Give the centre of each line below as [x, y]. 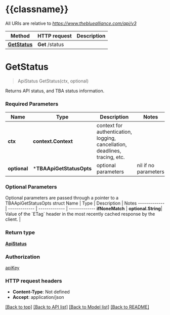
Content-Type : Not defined [41, 292]
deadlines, [109, 151]
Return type [20, 232]
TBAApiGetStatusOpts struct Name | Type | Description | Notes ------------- [85, 203]
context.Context [53, 141]
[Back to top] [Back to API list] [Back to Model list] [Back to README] [77, 307]
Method [20, 35]
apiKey [12, 268]
